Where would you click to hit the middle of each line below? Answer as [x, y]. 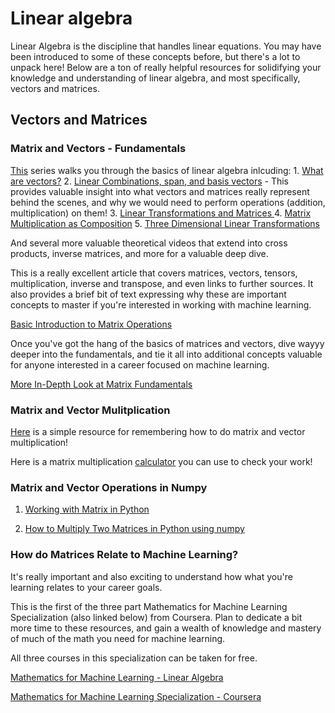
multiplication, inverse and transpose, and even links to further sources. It [162, 283]
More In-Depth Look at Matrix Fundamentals [101, 384]
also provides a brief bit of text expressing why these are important [148, 294]
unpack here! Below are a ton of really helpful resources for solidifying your [166, 67]
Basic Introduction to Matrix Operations [91, 324]
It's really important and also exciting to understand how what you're [151, 576]
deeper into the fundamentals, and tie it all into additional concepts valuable [166, 354]
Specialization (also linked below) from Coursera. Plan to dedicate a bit [156, 617]
